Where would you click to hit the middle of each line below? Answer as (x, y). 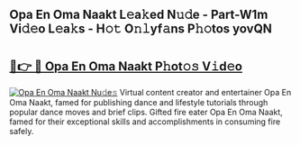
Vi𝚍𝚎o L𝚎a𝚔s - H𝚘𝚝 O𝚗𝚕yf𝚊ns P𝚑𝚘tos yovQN (141, 29)
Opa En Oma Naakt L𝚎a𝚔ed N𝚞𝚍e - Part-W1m (139, 15)
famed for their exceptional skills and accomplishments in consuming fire (145, 122)
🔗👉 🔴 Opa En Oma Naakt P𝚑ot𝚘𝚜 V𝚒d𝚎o (126, 66)
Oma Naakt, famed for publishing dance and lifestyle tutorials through (139, 102)
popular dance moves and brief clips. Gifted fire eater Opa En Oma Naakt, (146, 112)
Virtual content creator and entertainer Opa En (205, 92)
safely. (22, 131)
